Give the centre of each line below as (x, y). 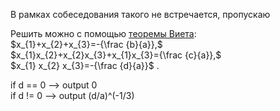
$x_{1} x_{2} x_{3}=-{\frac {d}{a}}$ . (85, 65)
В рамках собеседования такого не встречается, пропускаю (140, 14)
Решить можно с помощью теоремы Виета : (103, 33)
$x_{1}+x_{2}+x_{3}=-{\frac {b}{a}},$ (86, 44)
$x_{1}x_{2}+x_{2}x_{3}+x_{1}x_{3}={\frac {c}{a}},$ (116, 55)
